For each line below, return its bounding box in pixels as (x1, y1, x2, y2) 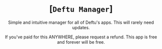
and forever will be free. (57, 39, 105, 45)
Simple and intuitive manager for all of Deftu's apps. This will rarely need (8, 19, 154, 25)
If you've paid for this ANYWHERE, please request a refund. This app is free (4, 34, 158, 40)
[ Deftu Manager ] (49, 3, 113, 15)
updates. (72, 24, 90, 30)
